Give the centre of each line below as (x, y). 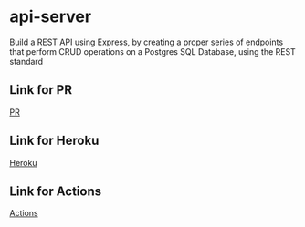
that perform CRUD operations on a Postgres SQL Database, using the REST (153, 51)
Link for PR (41, 90)
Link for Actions (56, 191)
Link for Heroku (54, 141)
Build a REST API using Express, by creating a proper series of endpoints (147, 42)
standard (26, 61)
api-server (51, 17)
